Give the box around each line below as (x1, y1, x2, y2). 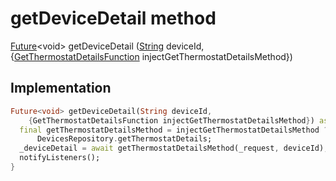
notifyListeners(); (19, 153, 101, 163)
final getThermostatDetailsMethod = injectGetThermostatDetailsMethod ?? (19, 125, 333, 135)
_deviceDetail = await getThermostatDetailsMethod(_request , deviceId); (19, 143, 329, 154)
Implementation (10, 80, 112, 97)
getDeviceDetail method (10, 7, 217, 30)
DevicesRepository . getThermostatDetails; (36, 134, 213, 144)
